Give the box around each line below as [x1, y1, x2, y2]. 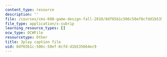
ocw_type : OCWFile [5, 30, 43, 35]
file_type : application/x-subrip [5, 21, 75, 26]
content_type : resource [5, 7, 55, 12]
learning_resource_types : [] [5, 26, 66, 31]
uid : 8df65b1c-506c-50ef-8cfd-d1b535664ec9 [5, 44, 97, 49]
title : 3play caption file [5, 40, 61, 45]
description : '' [5, 12, 39, 17]
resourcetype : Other [5, 35, 48, 40]
